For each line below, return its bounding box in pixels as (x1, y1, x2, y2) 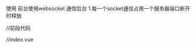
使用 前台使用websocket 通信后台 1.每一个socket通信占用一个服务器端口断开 (6, 5, 191, 12)
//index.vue (6, 36, 34, 43)
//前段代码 (6, 25, 31, 31)
